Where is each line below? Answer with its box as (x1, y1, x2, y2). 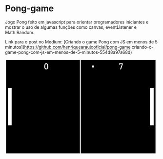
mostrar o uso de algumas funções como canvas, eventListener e (5, 24, 137, 30)
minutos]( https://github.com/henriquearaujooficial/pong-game (5, 44, 131, 50)
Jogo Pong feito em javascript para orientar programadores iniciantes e (5, 19, 149, 25)
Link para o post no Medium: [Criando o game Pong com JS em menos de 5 (5, 39, 158, 44)
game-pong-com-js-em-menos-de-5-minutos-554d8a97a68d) (5, 49, 132, 55)
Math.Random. (5, 29, 35, 35)
